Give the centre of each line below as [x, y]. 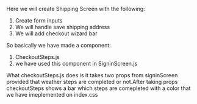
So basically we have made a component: [59, 45]
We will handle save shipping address [63, 27]
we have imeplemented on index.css [52, 95]
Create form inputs [39, 20]
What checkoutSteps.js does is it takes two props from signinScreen [92, 75]
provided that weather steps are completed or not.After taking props [92, 82]
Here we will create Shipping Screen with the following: [76, 9]
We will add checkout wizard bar [56, 33]
